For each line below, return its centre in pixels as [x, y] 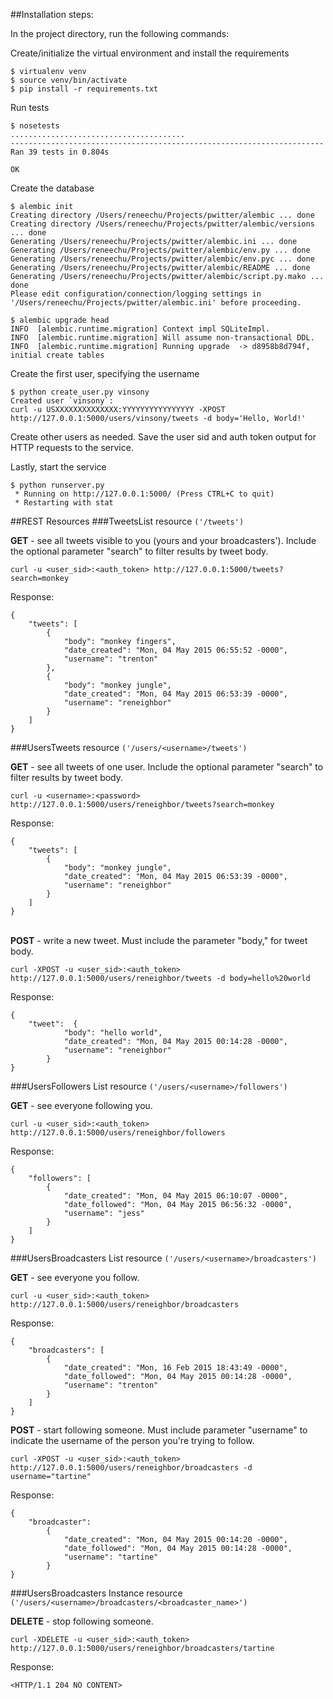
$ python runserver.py [57, 485]
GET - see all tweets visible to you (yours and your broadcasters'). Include [163, 540]
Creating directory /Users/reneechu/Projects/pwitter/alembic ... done [162, 215]
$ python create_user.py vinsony [80, 392]
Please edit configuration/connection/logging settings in [136, 294]
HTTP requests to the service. [72, 447]
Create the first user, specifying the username [105, 373]
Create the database [52, 188]
